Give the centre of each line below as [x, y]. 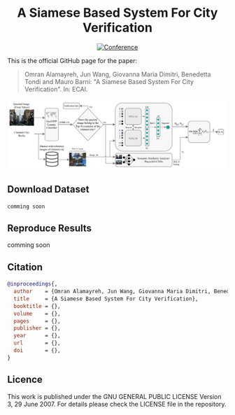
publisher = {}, [37, 328]
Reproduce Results [50, 228]
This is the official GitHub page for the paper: [72, 60]
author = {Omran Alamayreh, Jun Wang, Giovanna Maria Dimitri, [112, 292]
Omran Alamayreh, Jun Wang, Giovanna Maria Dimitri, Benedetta [117, 74]
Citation [25, 267]
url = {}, [37, 343]
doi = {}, [37, 351]
